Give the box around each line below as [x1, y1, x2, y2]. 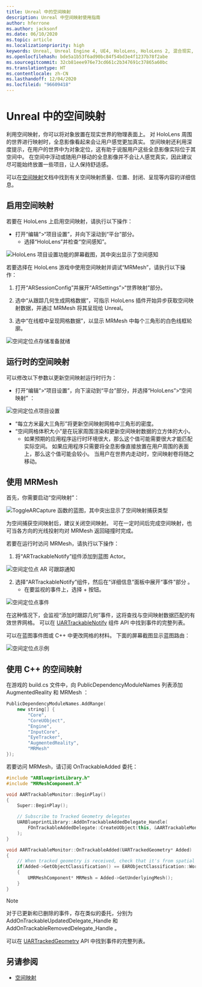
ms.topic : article [6, 37, 52, 43]
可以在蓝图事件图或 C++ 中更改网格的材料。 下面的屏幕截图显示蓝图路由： [6, 632, 191, 639]
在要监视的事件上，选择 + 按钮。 [23, 586, 105, 593]
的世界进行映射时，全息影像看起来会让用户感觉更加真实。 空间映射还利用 [6, 138, 187, 145]
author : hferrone [6, 20, 50, 26]
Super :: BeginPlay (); [17, 803, 69, 809]
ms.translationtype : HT [6, 65, 66, 71]
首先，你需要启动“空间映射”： [6, 494, 80, 501]
